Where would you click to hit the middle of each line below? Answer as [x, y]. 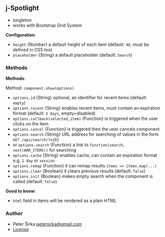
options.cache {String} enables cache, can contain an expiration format [85, 156]
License [21, 230]
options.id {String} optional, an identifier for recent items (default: [80, 98]
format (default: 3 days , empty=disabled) [54, 114]
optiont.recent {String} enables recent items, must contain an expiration [86, 108]
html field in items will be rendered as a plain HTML [65, 201]
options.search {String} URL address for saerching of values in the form [86, 134]
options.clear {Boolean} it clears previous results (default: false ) [79, 171]
